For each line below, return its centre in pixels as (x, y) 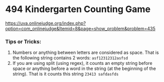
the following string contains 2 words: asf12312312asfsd (70, 58)
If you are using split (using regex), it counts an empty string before (82, 63)
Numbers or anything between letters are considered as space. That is (86, 53)
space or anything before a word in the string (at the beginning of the (84, 68)
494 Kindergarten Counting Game (78, 9)
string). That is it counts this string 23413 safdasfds (66, 74)
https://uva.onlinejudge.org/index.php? (46, 23)
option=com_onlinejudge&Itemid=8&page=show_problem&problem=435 (80, 28)
